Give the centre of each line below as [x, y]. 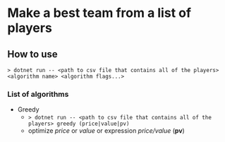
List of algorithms [38, 94]
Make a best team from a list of [99, 13]
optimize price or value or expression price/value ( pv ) [106, 131]
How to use [32, 54]
